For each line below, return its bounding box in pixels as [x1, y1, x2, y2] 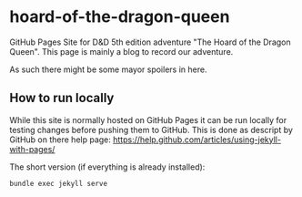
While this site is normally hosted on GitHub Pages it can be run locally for [9, 114, 287, 125]
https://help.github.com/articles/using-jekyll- [113, 134, 282, 145]
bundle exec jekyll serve [9, 179, 107, 188]
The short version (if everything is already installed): [9, 161, 206, 172]
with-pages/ [9, 143, 55, 154]
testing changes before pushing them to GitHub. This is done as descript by [9, 124, 294, 135]
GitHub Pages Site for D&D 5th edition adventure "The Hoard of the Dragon [9, 36, 291, 47]
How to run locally [9, 90, 115, 106]
